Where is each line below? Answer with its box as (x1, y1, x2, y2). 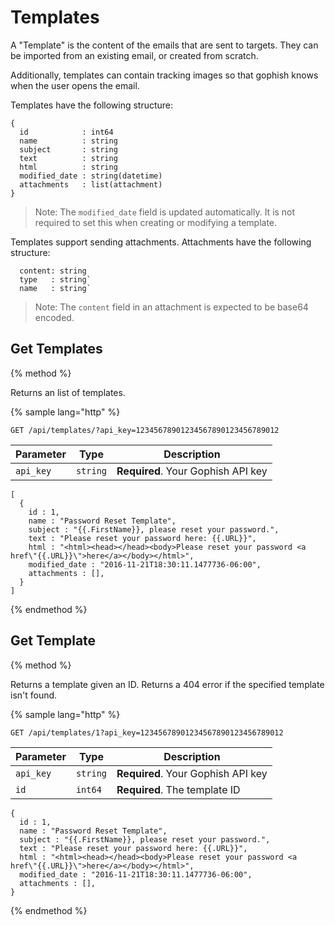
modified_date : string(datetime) (19, 171, 163, 181)
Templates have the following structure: (10, 99, 174, 111)
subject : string (19, 144, 118, 155)
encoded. (34, 311, 75, 323)
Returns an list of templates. (10, 386, 126, 398)
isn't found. (10, 689, 58, 701)
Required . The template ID (116, 782, 241, 796)
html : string (19, 162, 118, 172)
